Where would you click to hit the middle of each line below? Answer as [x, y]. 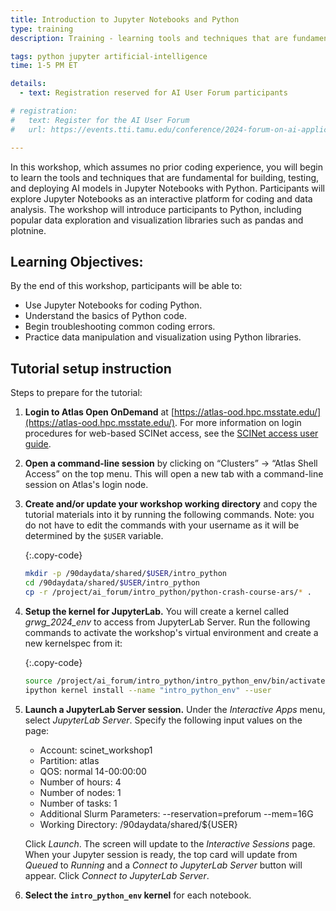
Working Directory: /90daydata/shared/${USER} [138, 824]
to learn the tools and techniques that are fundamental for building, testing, [165, 177]
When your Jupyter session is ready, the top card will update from [161, 854]
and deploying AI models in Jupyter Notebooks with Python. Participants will [168, 188]
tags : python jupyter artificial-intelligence [109, 56]
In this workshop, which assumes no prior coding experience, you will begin [167, 167]
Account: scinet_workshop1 [96, 750]
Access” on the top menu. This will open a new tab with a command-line [174, 474]
